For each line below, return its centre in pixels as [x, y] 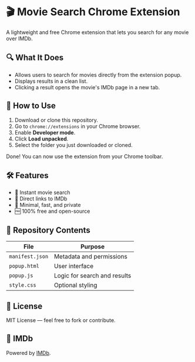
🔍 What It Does [35, 58]
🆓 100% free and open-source [52, 211]
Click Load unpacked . [41, 139]
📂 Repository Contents [48, 230]
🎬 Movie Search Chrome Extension [93, 12]
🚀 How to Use [31, 106]
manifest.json [29, 257]
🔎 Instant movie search [42, 193]
